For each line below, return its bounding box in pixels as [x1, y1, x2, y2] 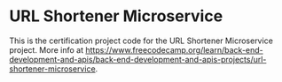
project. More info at [9, 44, 84, 55]
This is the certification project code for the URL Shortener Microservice [9, 35, 273, 46]
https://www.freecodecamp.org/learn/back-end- [85, 44, 263, 55]
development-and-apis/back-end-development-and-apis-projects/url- [9, 54, 267, 64]
